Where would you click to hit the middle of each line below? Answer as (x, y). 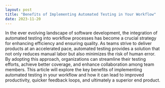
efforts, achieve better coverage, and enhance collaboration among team (80, 64)
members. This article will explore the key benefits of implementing (74, 70)
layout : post (19, 10)
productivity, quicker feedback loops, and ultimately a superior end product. (83, 80)
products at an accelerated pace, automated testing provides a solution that (82, 49)
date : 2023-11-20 (23, 19)
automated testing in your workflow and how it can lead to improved (75, 75)
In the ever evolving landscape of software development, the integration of (81, 33)
